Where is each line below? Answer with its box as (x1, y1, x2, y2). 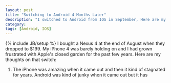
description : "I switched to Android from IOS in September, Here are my (5, 17, 166, 22)
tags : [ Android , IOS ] (5, 26, 52, 32)
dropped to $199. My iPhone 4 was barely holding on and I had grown (5, 46, 153, 52)
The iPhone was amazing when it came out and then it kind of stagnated (12, 67, 165, 73)
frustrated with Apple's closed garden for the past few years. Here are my (5, 51, 161, 58)
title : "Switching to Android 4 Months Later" (5, 12, 106, 17)
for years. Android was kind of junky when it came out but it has (12, 72, 148, 78)
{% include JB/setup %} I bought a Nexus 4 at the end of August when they (5, 40, 165, 46)
